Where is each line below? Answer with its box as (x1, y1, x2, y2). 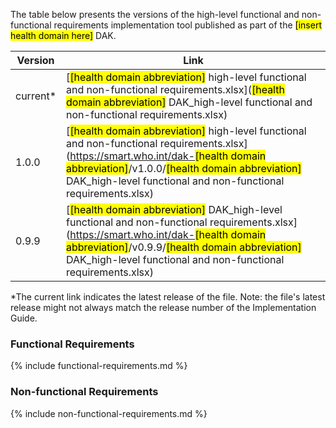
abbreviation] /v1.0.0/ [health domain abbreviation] (66, 162, 302, 175)
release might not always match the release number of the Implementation (10, 302, 317, 313)
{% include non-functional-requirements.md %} (10, 407, 208, 419)
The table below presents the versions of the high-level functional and (10, 9, 300, 20)
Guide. (10, 312, 38, 324)
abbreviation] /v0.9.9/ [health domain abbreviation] (66, 240, 302, 254)
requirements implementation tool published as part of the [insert (53, 19, 322, 31)
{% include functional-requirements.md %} (10, 360, 188, 372)
